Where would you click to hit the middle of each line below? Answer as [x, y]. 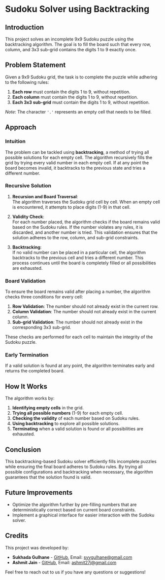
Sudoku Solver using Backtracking [77, 9]
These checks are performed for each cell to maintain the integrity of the [79, 337]
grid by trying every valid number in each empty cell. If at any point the [77, 163]
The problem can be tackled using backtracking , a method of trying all [77, 152]
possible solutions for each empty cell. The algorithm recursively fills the [79, 157]
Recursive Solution [28, 186]
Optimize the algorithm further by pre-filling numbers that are [74, 505]
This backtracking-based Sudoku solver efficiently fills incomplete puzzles [81, 462]
